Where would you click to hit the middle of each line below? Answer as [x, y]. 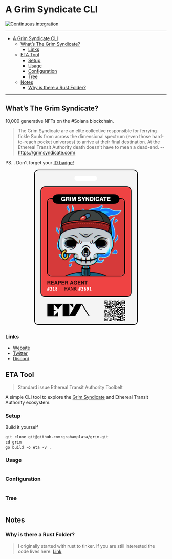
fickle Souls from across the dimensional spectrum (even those [84, 136]
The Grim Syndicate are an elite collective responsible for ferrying [87, 131]
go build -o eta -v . [28, 448]
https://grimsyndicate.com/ [47, 152]
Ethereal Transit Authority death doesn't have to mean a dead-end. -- [91, 147]
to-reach [27, 142]
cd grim [14, 442]
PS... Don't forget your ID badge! [40, 162]
